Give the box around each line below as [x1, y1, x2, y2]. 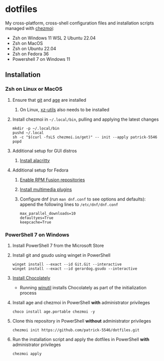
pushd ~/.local [12, 130, 44, 135]
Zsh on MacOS [12, 40, 43, 46]
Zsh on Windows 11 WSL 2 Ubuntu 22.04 [12, 35, 96, 41]
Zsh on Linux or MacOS [5, 86, 63, 93]
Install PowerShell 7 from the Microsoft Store [12, 242, 104, 248]
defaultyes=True [19, 215, 54, 220]
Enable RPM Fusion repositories [19, 177, 85, 182]
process [19, 290, 37, 296]
